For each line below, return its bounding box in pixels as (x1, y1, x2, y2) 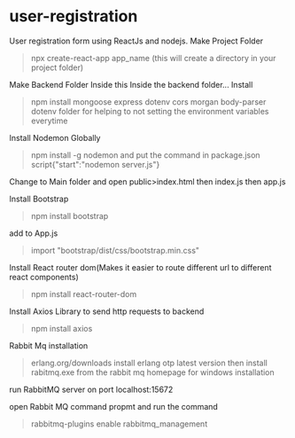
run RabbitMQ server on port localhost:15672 (9, 384, 174, 395)
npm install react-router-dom (30, 288, 137, 299)
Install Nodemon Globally (9, 132, 101, 143)
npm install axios (30, 323, 93, 333)
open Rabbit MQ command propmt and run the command (9, 401, 219, 411)
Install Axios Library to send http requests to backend (9, 306, 205, 317)
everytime (30, 115, 68, 126)
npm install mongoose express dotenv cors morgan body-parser (30, 96, 267, 107)
